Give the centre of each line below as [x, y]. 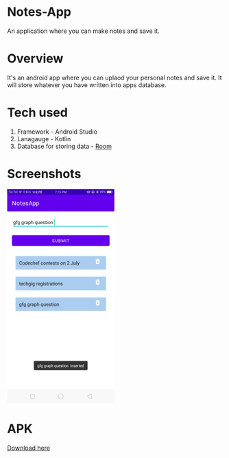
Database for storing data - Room [64, 146]
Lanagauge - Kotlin [44, 138]
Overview [35, 59]
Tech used [38, 113]
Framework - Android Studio [57, 132]
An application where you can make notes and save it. [83, 31]
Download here [28, 448]
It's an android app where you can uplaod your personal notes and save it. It [114, 77]
